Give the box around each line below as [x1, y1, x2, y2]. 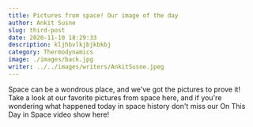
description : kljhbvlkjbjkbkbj [8, 41, 111, 49]
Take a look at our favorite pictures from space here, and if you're [8, 92, 222, 103]
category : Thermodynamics [8, 48, 93, 56]
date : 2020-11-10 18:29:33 [8, 33, 97, 42]
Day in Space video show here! [8, 110, 110, 119]
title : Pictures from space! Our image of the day [8, 11, 179, 20]
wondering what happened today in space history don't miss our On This [8, 101, 246, 110]
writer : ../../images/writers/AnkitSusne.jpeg [8, 63, 164, 71]
